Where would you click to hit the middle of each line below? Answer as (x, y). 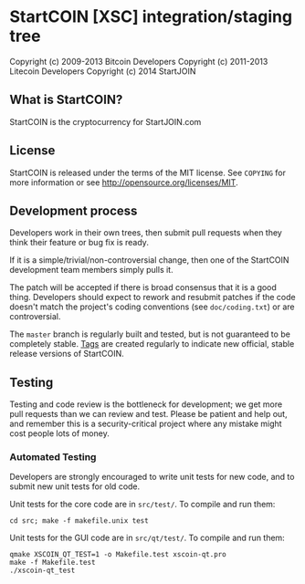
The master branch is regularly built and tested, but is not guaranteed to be (150, 334)
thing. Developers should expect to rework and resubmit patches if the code (152, 297)
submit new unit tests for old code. (75, 486)
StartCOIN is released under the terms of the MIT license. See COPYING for (147, 172)
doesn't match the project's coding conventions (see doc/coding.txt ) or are (152, 307)
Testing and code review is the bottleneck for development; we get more (146, 404)
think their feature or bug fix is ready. (79, 243)
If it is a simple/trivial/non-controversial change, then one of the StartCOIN (149, 260)
